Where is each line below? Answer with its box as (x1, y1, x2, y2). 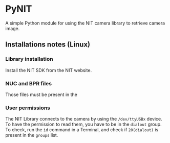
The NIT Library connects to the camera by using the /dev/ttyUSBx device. (5, 116, 162, 122)
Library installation (5, 56, 53, 63)
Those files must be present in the (5, 91, 78, 98)
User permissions (5, 104, 50, 111)
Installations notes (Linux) (5, 40, 91, 49)
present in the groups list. (5, 132, 58, 138)
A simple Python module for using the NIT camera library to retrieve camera (5, 20, 165, 26)
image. (5, 25, 20, 31)
